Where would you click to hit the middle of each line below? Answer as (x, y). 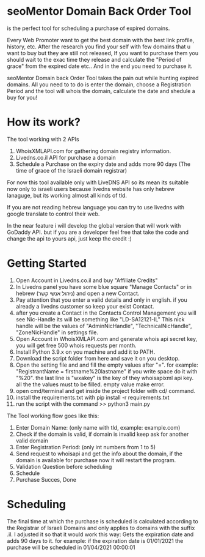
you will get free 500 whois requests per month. (76, 345)
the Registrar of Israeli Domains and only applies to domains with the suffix (101, 528)
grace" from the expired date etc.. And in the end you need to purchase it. (100, 66)
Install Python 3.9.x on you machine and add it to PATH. (85, 352)
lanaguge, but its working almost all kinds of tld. (67, 195)
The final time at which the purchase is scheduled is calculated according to (103, 521)
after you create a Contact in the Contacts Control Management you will (106, 313)
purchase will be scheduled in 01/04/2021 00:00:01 (71, 547)
